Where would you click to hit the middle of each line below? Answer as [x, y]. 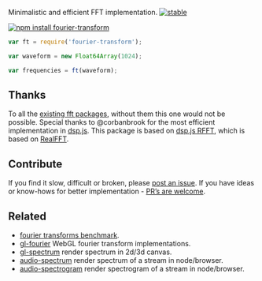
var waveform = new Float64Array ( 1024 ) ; [76, 56]
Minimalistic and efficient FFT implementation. [83, 12]
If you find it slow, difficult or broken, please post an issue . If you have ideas [131, 183]
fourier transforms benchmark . [69, 235]
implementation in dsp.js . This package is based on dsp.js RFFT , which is [127, 131]
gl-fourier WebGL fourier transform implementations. [105, 244]
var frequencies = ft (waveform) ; [63, 70]
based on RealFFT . [39, 139]
